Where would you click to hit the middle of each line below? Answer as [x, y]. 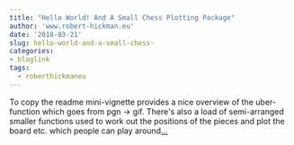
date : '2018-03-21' [46, 34]
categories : [31, 51]
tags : [19, 68]
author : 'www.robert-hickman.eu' [72, 26]
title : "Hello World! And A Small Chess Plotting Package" [122, 18]
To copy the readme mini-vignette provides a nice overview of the [132, 102]
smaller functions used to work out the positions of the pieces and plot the [147, 121]
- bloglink [30, 59]
